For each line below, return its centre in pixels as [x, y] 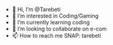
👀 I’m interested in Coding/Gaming [55, 16]
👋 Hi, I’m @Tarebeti [36, 9]
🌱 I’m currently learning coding [51, 22]
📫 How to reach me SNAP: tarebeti [56, 36]
